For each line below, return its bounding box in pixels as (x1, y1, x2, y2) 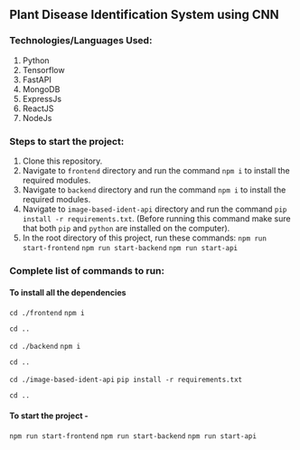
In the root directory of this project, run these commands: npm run (22, 232, 267, 243)
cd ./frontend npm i (9, 309, 85, 318)
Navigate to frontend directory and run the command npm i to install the (22, 164, 291, 175)
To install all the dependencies (9, 286, 127, 297)
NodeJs (22, 112, 52, 123)
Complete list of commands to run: (9, 264, 165, 277)
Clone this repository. (22, 155, 103, 166)
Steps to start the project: (9, 135, 125, 147)
